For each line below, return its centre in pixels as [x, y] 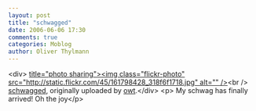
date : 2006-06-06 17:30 [47, 30]
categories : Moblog [40, 45]
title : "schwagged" [40, 23]
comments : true [33, 37]
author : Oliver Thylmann [49, 52]
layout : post [29, 15]
